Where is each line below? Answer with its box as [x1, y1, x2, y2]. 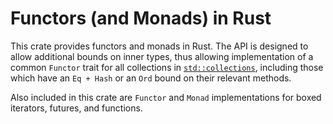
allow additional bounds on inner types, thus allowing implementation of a [10, 50, 314, 62]
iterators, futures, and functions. [10, 102, 143, 114]
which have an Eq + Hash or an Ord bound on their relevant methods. [10, 72, 292, 84]
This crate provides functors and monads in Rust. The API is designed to [10, 40, 309, 52]
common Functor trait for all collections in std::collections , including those [10, 61, 324, 73]
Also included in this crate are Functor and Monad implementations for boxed [10, 91, 322, 103]
